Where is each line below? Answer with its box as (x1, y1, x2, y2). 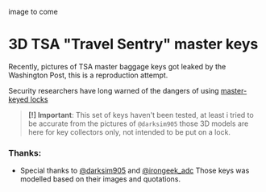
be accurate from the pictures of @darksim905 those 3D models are (27, 119, 249, 128)
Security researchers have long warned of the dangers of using (8, 86, 219, 95)
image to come (8, 7, 58, 16)
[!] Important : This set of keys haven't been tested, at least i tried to (27, 110, 254, 119)
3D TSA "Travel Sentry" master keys (8, 35, 259, 53)
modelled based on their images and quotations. (19, 174, 181, 184)
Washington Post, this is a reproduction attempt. (8, 70, 168, 80)
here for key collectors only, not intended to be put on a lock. (27, 127, 231, 136)
